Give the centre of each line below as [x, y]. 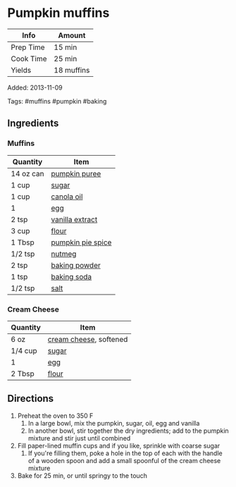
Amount [72, 35]
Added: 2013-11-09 [35, 87]
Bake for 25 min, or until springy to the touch [82, 475]
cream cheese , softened [88, 339]
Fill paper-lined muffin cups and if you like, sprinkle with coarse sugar [119, 445]
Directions [31, 399]
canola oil [67, 197]
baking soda [72, 276]
